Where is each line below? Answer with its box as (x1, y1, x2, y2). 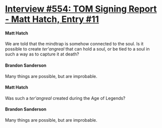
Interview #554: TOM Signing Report (5, 3, 157, 15)
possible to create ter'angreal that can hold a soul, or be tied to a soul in (5, 46, 150, 52)
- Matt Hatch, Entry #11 (5, 14, 99, 25)
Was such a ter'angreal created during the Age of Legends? (5, 95, 126, 101)
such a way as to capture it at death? (5, 51, 80, 57)
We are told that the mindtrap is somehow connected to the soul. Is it (5, 41, 144, 47)
